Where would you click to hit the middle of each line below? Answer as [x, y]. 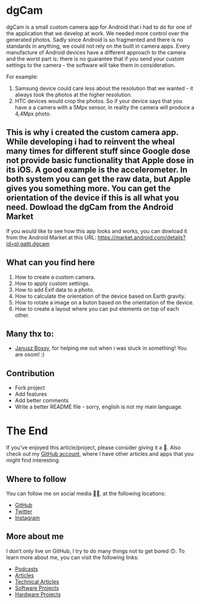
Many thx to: [30, 333]
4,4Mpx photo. [33, 114]
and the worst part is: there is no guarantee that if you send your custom [95, 59]
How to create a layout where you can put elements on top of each [97, 309]
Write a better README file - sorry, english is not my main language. [99, 407]
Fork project [30, 388]
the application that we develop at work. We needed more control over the [98, 33]
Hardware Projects [38, 594]
